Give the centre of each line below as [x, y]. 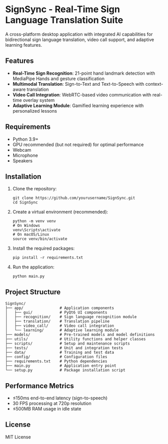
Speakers [23, 160]
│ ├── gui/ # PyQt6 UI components [56, 313]
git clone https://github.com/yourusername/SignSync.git [74, 198]
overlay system [39, 100]
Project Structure [33, 292]
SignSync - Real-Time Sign [63, 9]
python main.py [29, 277]
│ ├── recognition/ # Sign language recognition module [71, 317]
